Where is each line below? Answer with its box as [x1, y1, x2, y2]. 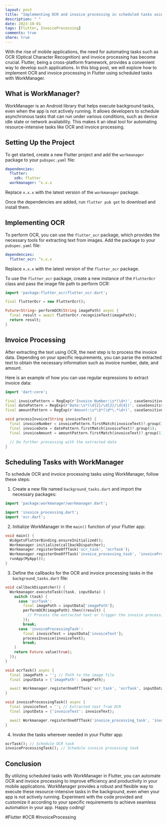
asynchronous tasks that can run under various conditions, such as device [5, 113, 158, 119]
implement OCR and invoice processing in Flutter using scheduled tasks [5, 70, 153, 76]
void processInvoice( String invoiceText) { [5, 416, 97, 422]
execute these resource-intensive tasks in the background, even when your [5, 789, 160, 795]
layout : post [5, 7, 32, 12]
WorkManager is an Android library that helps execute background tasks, [5, 103, 155, 108]
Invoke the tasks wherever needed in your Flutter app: [12, 731, 123, 737]
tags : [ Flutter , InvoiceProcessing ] [5, 26, 81, 31]
